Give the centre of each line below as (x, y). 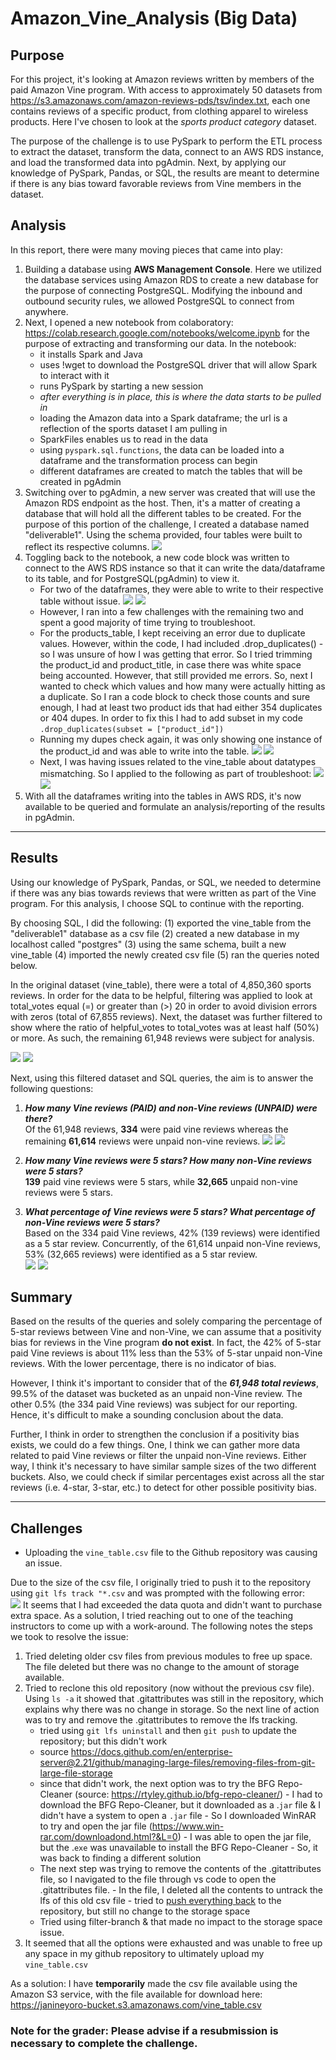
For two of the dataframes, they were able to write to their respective (181, 589)
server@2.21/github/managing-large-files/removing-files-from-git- (177, 1763)
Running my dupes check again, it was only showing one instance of (181, 739)
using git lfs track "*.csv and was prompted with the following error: (157, 1593)
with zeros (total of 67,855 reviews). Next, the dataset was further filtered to (166, 1016)
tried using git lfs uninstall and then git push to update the (168, 1731)
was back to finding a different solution (120, 1858)
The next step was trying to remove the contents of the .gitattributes (180, 1869)
